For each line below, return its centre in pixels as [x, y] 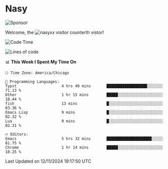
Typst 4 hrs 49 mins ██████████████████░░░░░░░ [84, 86]
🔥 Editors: [17, 134]
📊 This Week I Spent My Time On [41, 62]
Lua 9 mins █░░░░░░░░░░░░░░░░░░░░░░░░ [84, 121]
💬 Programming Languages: [32, 81]
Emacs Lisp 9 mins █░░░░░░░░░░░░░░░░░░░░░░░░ [84, 112]
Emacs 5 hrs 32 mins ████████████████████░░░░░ [84, 138]
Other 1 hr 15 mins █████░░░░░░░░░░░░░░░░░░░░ [84, 95]
